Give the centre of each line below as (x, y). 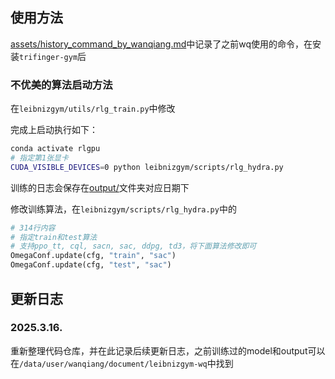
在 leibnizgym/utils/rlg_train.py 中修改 (93, 109)
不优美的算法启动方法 (61, 85)
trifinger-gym (48, 57)
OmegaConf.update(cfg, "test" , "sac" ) (91, 265)
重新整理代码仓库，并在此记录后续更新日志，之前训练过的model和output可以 (168, 350)
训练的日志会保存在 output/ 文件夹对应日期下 (100, 187)
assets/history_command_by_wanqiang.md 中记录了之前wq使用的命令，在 (161, 44)
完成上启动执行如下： (54, 130)
